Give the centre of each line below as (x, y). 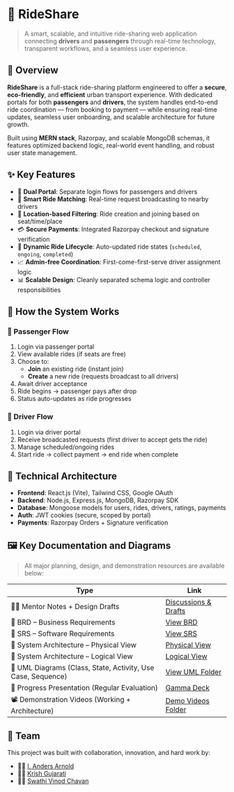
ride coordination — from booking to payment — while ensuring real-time (112, 109)
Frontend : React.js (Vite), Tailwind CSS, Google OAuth (95, 493)
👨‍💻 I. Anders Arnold (46, 766)
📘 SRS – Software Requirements (63, 633)
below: (34, 573)
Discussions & (188, 602)
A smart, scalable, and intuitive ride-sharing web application (110, 34)
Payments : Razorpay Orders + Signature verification (93, 522)
